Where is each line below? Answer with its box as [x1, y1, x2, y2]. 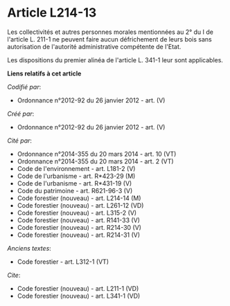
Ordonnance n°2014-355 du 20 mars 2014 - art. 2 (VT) [17, 157, 175, 165]
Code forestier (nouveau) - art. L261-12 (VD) [17, 201, 144, 209]
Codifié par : [7, 82, 42, 91]
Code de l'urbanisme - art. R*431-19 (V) [17, 179, 132, 188]
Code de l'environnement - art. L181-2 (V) [17, 164, 136, 172]
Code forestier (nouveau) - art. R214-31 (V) [17, 231, 141, 239]
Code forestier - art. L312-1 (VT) [17, 258, 109, 266]
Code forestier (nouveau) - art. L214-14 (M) [17, 194, 141, 202]
